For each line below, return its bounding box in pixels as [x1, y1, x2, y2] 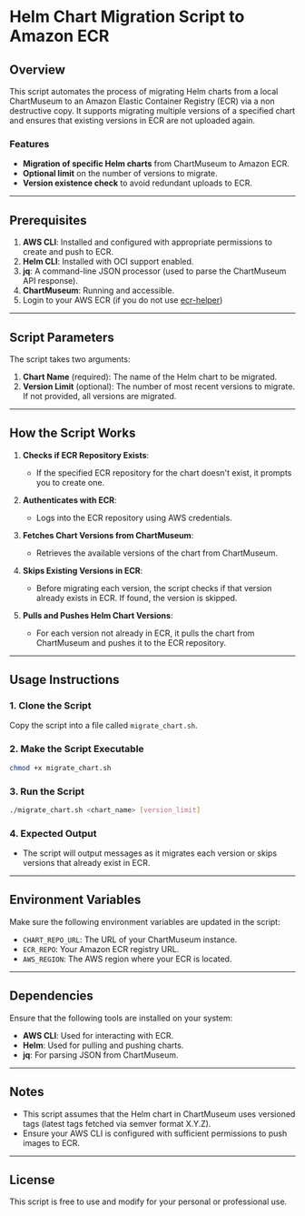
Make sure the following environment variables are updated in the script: [9, 916, 280, 927]
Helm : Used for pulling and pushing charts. [22, 1040, 184, 1050]
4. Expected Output [9, 827, 97, 839]
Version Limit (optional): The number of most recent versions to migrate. [22, 380, 295, 392]
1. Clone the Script [9, 699, 92, 712]
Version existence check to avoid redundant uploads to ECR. [22, 177, 252, 188]
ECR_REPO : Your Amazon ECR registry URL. [22, 943, 180, 954]
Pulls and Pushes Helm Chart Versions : [22, 609, 173, 620]
